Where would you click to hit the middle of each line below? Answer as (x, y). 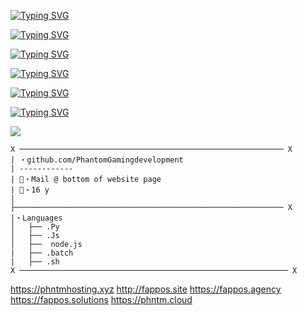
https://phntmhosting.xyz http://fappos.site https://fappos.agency (146, 289)
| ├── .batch (42, 253)
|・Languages (36, 218)
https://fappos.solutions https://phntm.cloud (101, 299)
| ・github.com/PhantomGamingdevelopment (97, 160)
